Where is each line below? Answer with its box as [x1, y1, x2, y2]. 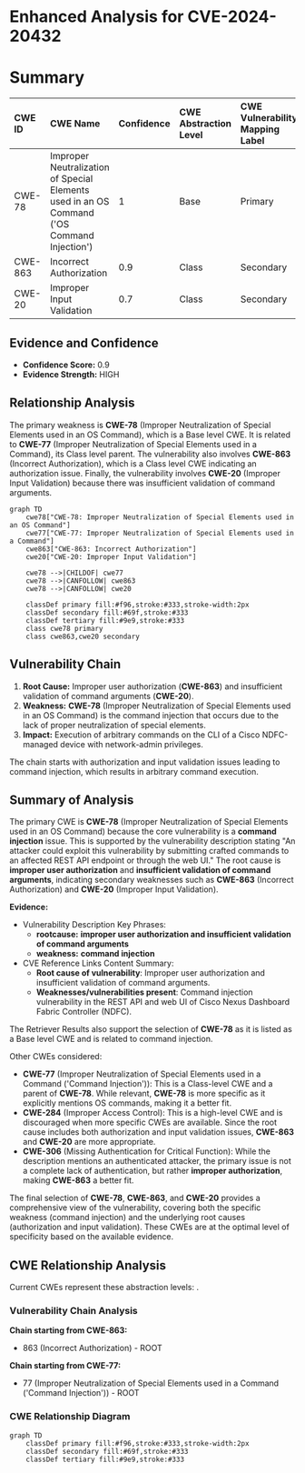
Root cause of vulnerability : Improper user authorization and [35, 967, 266, 978]
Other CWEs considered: [9, 1051, 103, 1062]
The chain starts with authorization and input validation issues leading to [9, 757, 280, 767]
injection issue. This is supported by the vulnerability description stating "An [9, 836, 296, 847]
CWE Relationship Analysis [9, 1258, 166, 1273]
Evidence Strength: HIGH [22, 368, 120, 379]
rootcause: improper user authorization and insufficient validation [35, 929, 292, 940]
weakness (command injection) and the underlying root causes [9, 1212, 246, 1223]
